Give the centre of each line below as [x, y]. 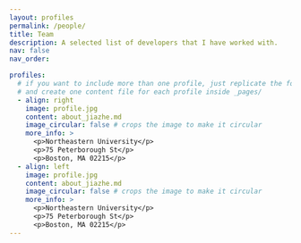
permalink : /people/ [48, 26]
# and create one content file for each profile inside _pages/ [140, 92]
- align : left [43, 166]
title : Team [31, 34]
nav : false [30, 51]
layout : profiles [42, 17]
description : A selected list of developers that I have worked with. [144, 42]
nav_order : [30, 59]
